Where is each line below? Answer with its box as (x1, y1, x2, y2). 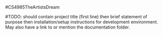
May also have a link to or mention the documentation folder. (5, 24, 130, 30)
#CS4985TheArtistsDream (5, 4, 60, 10)
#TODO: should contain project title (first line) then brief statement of (5, 14, 147, 19)
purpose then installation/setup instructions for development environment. (5, 19, 158, 25)
